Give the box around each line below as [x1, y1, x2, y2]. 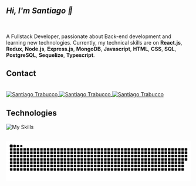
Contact [6, 69, 36, 79]
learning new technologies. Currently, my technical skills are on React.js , [6, 39, 183, 46]
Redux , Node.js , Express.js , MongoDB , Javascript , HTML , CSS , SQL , [6, 45, 177, 52]
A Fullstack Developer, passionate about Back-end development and [6, 33, 171, 40]
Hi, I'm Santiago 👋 [6, 6, 73, 16]
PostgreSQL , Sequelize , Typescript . [6, 51, 95, 59]
